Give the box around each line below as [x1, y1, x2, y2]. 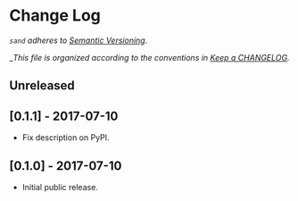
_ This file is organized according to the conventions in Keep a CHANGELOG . [9, 52, 290, 63]
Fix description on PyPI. [21, 132, 110, 143]
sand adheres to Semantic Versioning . [9, 35, 148, 46]
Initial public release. [21, 181, 98, 192]
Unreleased [9, 78, 76, 94]
